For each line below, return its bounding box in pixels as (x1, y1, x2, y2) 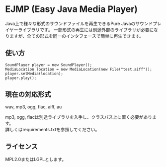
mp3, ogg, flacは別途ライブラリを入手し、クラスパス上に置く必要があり (5, 114, 153, 120)
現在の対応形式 (5, 90, 51, 99)
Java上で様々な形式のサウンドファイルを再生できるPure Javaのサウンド (5, 20, 153, 26)
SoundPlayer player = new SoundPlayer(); (5, 62, 92, 68)
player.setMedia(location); (5, 71, 64, 76)
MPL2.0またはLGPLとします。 (5, 157, 66, 163)
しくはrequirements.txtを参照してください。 (9, 126, 100, 132)
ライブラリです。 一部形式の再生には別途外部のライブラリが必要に (18, 26, 154, 33)
